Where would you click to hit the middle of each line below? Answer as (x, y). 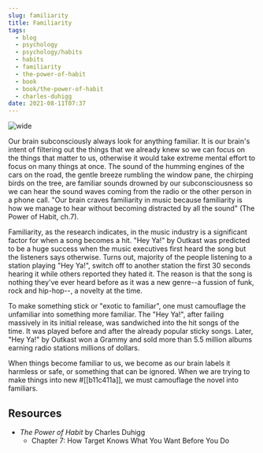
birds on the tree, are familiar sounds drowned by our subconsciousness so (131, 183)
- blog (26, 37)
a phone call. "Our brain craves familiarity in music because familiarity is (125, 200)
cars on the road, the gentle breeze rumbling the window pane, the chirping (131, 175)
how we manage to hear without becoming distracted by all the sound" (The (131, 208)
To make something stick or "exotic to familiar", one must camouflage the (127, 306)
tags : (17, 30)
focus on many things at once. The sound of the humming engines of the (126, 167)
